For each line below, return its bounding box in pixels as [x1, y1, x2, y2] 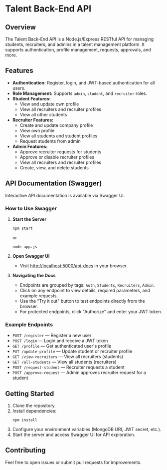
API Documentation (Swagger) [5, 179, 102, 188]
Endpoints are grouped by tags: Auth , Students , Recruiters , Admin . [19, 282, 155, 288]
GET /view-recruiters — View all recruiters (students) [12, 354, 124, 360]
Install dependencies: [12, 408, 57, 414]
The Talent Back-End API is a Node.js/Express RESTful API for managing [5, 36, 154, 42]
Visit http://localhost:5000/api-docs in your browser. [19, 263, 128, 269]
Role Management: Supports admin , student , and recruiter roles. [12, 90, 148, 96]
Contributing [5, 446, 46, 455]
